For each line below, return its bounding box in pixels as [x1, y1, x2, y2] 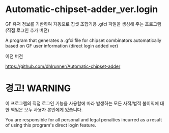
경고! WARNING [5, 82, 71, 94]
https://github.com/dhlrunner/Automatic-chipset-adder [5, 63, 121, 69]
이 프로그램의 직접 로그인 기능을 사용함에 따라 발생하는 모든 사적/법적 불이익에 [5, 100, 159, 106]
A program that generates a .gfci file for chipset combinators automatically [5, 37, 162, 43]
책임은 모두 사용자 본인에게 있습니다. [10, 106, 83, 112]
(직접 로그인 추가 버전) [5, 27, 49, 33]
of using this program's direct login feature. [5, 122, 97, 128]
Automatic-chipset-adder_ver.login [5, 4, 158, 15]
